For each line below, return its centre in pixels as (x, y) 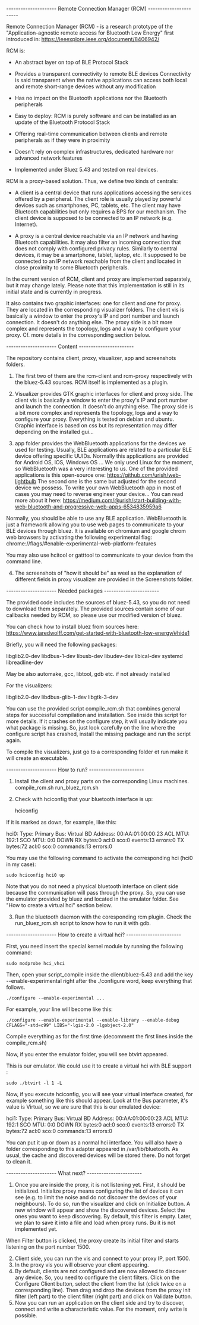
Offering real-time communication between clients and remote (91, 134)
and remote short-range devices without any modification (85, 86)
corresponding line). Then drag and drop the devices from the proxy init (103, 1290)
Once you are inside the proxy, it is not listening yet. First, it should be (100, 1185)
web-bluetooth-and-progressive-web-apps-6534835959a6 (88, 507)
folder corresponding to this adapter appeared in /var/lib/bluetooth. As (92, 1149)
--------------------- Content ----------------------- (70, 346)
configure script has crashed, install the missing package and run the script (99, 734)
